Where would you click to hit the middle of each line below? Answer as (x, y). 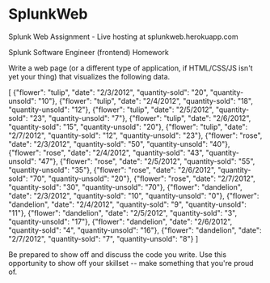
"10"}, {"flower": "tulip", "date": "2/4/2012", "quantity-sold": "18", (145, 101)
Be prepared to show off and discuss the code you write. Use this (118, 254)
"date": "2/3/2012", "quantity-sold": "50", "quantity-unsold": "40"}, (119, 144)
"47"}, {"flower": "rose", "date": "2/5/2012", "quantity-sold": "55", (146, 161)
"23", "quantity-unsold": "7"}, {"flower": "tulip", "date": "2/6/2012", (140, 118)
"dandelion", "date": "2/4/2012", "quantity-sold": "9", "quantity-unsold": (127, 204)
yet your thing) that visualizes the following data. (89, 76)
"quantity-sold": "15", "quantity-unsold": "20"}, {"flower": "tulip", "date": (128, 126)
